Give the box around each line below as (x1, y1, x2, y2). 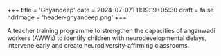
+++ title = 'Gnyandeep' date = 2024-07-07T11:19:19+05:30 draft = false (7, 6, 214, 14)
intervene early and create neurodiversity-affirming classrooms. (7, 41, 190, 49)
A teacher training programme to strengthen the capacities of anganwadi (7, 27, 215, 35)
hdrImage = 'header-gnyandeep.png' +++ (7, 13, 127, 21)
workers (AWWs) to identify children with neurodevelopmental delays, (7, 34, 207, 42)
